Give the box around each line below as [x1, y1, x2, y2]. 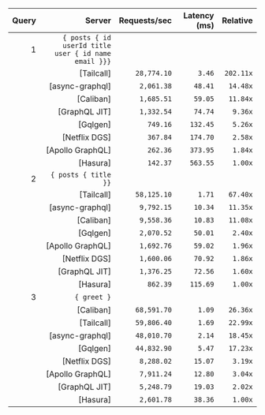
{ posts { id [62, 33, 112, 42]
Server [85, 15, 112, 26]
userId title [62, 41, 112, 50]
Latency [183, 10, 215, 21]
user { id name [54, 49, 112, 58]
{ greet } [74, 293, 112, 301]
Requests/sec [118, 15, 172, 26]
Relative [222, 15, 253, 26]
